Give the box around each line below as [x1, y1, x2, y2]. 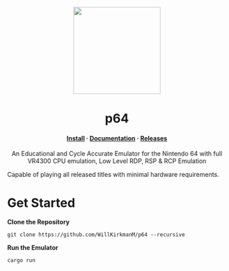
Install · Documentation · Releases [66, 134, 168, 142]
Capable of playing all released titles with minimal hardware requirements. [7, 171, 219, 179]
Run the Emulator [7, 244, 58, 252]
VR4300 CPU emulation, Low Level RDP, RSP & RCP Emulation [27, 157, 207, 165]
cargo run [7, 257, 36, 264]
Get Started [7, 195, 75, 210]
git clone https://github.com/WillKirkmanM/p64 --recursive [7, 231, 186, 238]
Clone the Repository [7, 218, 70, 226]
